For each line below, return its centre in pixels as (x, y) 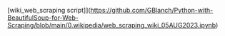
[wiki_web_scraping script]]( (49, 10)
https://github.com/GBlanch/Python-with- (152, 10)
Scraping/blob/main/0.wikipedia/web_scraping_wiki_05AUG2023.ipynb (112, 25)
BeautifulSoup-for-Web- (43, 18)
